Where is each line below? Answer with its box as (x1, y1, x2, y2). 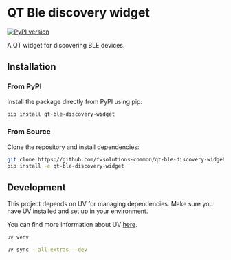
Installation (7, 61, 56, 73)
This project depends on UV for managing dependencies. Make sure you (7, 200, 213, 208)
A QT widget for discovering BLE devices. (7, 41, 125, 49)
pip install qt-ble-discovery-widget (7, 110, 115, 118)
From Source (7, 127, 51, 137)
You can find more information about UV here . (7, 221, 137, 229)
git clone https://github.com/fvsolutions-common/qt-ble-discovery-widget (7, 156, 226, 163)
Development (7, 181, 67, 193)
